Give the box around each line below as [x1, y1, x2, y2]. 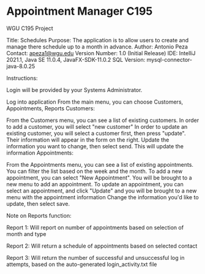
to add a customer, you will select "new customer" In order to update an [6, 123, 188, 130]
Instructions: [6, 74, 38, 82]
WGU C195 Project [6, 25, 53, 32]
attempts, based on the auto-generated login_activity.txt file [6, 261, 157, 268]
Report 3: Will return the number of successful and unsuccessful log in [6, 254, 185, 261]
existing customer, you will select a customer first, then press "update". [6, 129, 186, 137]
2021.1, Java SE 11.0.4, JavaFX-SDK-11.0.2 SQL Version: [6, 56, 146, 63]
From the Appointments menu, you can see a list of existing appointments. [6, 161, 194, 168]
